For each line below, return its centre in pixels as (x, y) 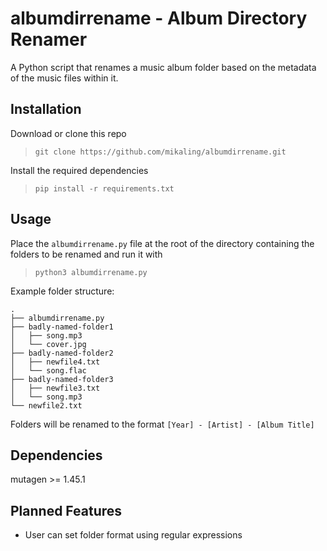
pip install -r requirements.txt (104, 188)
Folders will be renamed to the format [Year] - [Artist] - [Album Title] (162, 424)
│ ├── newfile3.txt (55, 388)
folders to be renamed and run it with (86, 254)
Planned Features (66, 510)
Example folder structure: (62, 291)
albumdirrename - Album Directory (159, 18)
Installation (46, 109)
